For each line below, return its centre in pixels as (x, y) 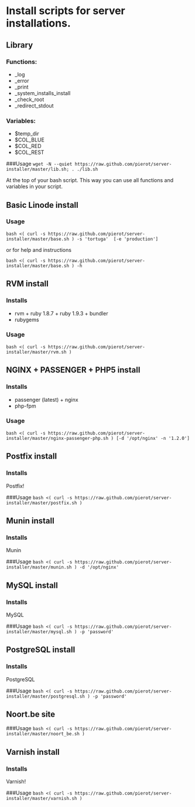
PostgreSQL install (41, 650)
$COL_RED (28, 146)
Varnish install (33, 752)
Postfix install (32, 456)
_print (21, 87)
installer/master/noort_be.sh (43, 734)
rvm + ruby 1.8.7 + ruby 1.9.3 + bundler (61, 313)
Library (20, 45)
